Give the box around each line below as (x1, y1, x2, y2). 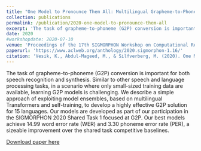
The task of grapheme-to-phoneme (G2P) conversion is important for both (6, 69, 190, 76)
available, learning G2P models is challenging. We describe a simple (6, 88, 175, 95)
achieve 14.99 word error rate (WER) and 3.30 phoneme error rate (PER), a (6, 120, 190, 127)
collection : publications (6, 14, 71, 20)
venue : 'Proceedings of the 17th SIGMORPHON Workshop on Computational (6, 42, 188, 48)
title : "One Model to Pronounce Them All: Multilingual (6, 8, 148, 15)
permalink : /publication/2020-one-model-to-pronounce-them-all (6, 20, 167, 26)
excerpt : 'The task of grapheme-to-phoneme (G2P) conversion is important (6, 25, 197, 32)
